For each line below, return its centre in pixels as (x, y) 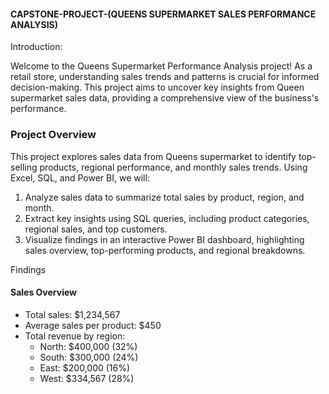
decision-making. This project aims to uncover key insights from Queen (157, 87)
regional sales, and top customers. (96, 229)
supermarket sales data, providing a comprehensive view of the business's (165, 98)
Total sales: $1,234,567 (72, 314)
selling (24, 167)
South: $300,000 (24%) (89, 357)
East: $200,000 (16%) (85, 367)
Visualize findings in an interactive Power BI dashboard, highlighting (164, 239)
